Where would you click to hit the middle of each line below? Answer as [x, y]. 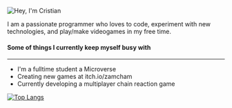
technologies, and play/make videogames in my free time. [89, 31]
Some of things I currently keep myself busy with [79, 47]
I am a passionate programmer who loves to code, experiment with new [109, 24]
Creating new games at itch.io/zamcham [75, 77]
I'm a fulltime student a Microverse [66, 69]
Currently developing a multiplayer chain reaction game [96, 84]
